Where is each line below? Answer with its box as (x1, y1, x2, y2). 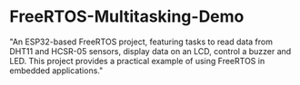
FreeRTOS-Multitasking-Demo (9, 6, 245, 27)
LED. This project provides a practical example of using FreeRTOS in (9, 55, 265, 66)
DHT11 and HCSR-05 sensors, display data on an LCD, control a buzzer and (9, 45, 292, 56)
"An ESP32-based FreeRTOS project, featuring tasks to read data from (9, 36, 273, 47)
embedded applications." (9, 65, 104, 76)
